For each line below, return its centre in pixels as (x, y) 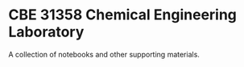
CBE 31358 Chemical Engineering (123, 15)
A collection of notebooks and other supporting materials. (104, 54)
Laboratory (46, 32)
